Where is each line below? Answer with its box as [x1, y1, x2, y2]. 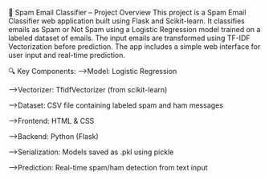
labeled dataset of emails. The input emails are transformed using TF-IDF [8, 33, 251, 43]
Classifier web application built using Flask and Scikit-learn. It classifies [8, 16, 245, 26]
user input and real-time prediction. [8, 51, 126, 59]
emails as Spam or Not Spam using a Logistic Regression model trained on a [8, 25, 261, 34]
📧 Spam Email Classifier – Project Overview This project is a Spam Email [8, 8, 247, 17]
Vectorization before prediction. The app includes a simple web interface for [8, 42, 261, 51]
